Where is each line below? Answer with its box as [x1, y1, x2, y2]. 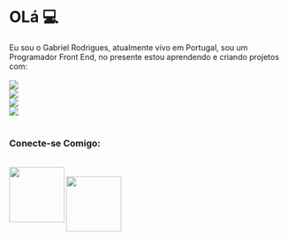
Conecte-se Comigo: [9, 137, 102, 149]
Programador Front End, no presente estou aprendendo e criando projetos [9, 51, 280, 62]
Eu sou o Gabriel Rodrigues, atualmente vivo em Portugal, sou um [9, 41, 248, 53]
